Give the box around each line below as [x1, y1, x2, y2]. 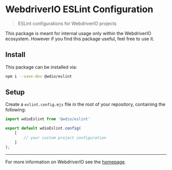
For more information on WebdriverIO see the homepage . [5, 159, 126, 165]
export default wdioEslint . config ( [5, 126, 81, 131]
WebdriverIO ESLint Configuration [5, 4, 154, 15]
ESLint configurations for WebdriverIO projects [17, 20, 117, 26]
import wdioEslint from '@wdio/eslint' [5, 117, 91, 122]
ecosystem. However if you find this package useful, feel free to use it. [5, 36, 155, 42]
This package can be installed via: [5, 64, 77, 70]
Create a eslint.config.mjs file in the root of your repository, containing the [5, 101, 165, 107]
